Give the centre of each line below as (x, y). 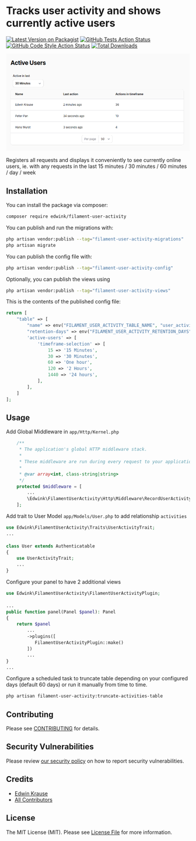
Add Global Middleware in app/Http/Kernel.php (63, 432)
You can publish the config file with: (49, 256)
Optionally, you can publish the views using (58, 279)
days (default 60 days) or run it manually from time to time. (77, 685)
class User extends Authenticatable (50, 546)
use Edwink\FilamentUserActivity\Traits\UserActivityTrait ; (81, 528)
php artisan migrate (31, 245)
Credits (20, 779)
